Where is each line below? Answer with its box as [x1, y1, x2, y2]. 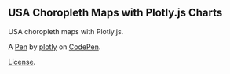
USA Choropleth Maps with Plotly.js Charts [8, 6, 223, 19]
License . [8, 57, 36, 66]
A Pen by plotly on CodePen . [8, 42, 101, 51]
